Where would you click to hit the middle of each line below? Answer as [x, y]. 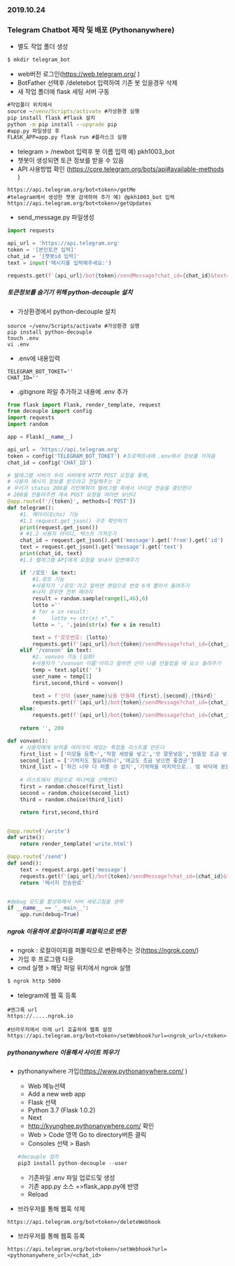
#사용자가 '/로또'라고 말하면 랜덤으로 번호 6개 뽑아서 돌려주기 [111, 586]
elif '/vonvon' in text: [56, 651]
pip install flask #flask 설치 [51, 118]
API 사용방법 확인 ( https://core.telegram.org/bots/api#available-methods [121, 169]
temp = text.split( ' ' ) [67, 670]
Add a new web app [57, 1094]
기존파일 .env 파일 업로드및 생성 [71, 1177]
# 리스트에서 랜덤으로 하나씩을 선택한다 [69, 780]
